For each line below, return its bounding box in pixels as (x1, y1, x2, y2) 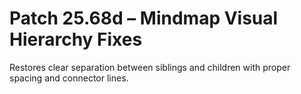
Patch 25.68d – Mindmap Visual (9, 7, 279, 30)
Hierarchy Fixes (9, 28, 143, 51)
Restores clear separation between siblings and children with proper (9, 61, 291, 73)
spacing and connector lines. (9, 72, 129, 84)
